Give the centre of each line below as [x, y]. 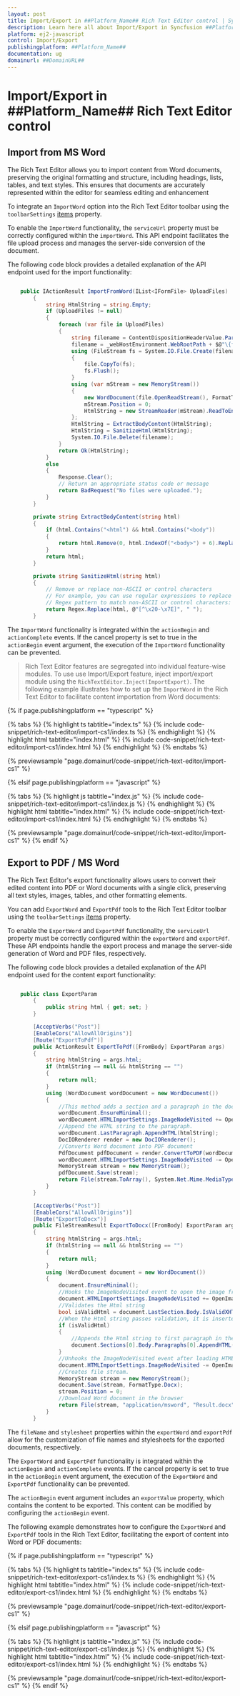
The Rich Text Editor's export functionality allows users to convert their [112, 880]
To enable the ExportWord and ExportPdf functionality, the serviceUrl [108, 930]
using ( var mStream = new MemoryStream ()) [135, 384]
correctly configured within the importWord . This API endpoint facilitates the [118, 235]
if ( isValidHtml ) [84, 1325]
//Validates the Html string [101, 1305]
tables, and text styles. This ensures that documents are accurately [106, 185]
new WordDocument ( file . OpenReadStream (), [146, 397]
